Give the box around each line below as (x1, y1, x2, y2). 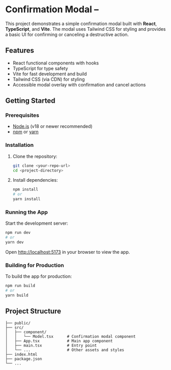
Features (5, 46, 34, 55)
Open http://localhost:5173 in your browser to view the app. (5, 249, 130, 255)
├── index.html (5, 352, 38, 357)
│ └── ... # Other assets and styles (5, 347, 125, 353)
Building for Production (5, 262, 64, 269)
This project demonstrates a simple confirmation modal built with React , (5, 20, 157, 27)
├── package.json (5, 356, 42, 361)
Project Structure (5, 307, 61, 316)
